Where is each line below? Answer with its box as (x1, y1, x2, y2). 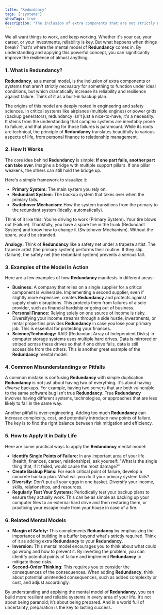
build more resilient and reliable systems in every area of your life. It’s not (5, 594, 151, 600)
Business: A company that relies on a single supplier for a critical (12, 284, 143, 290)
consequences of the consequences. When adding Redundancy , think (12, 569, 154, 575)
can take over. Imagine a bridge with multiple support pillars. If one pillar (5, 162, 150, 168)
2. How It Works (5, 146, 44, 153)
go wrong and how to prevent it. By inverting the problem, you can (12, 548, 145, 555)
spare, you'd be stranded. (5, 232, 57, 237)
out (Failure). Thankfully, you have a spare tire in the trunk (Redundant (5, 221, 145, 227)
